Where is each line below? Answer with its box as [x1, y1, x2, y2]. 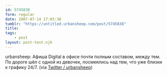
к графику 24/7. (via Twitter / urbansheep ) [5, 64, 93, 70]
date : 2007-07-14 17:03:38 [5, 16, 61, 21]
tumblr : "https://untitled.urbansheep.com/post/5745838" [5, 21, 126, 26]
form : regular [5, 12, 35, 17]
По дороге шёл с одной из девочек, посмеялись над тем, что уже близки [5, 58, 162, 65]
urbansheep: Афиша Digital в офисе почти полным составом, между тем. [5, 53, 161, 59]
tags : [5, 30, 16, 35]
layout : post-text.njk [5, 40, 52, 45]
